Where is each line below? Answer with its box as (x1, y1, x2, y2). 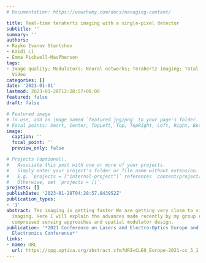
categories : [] (6, 77, 45, 83)
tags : (6, 59, 20, 66)
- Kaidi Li (6, 48, 34, 55)
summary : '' (6, 31, 37, 37)
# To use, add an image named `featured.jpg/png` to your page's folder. (6, 116, 199, 123)
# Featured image (6, 111, 51, 117)
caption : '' (12, 134, 43, 140)
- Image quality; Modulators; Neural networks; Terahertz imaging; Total (6, 66, 199, 72)
